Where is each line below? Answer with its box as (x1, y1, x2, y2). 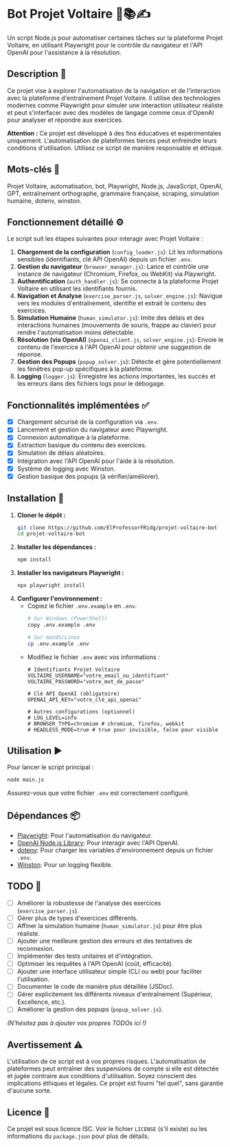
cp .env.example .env (27, 640, 89, 647)
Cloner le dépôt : (16, 511, 66, 519)
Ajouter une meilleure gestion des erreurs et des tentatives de (16, 937, 192, 945)
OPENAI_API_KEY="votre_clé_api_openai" (27, 696, 142, 703)
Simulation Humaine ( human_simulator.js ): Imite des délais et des (16, 314, 205, 322)
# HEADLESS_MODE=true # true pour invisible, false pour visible (27, 726, 218, 733)
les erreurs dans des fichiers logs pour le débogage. (16, 380, 166, 388)
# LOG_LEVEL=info (27, 714, 78, 721)
